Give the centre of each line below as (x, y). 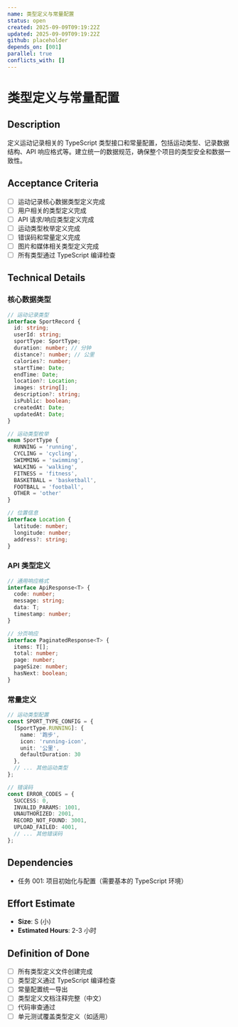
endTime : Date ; (36, 374)
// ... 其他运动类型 (41, 768)
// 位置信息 (23, 513)
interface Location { (39, 520)
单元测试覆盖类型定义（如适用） (64, 1016)
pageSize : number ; (41, 667)
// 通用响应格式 (28, 581)
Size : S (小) (34, 921)
